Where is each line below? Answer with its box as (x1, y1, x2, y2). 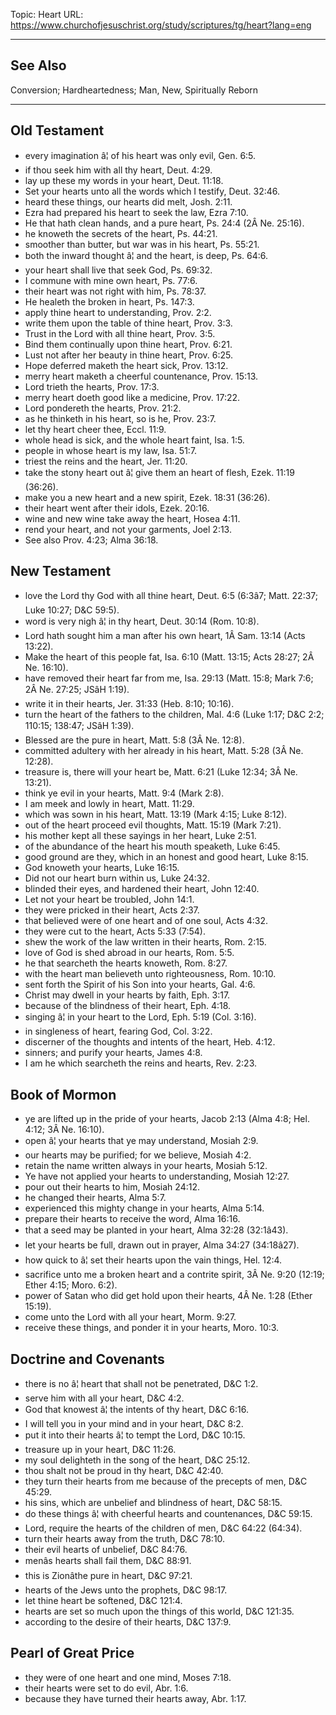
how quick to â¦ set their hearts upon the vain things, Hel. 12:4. (24, 1254, 283, 1266)
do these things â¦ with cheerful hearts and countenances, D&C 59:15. (24, 1508, 313, 1520)
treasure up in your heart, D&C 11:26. (24, 1444, 177, 1456)
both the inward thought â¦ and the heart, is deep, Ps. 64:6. (24, 249, 269, 261)
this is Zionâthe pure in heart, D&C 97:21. (24, 1570, 193, 1582)
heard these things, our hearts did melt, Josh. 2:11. (24, 195, 233, 208)
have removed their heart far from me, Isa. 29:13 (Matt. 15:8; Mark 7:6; (24, 672, 314, 684)
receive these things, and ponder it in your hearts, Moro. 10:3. (24, 1322, 280, 1334)
